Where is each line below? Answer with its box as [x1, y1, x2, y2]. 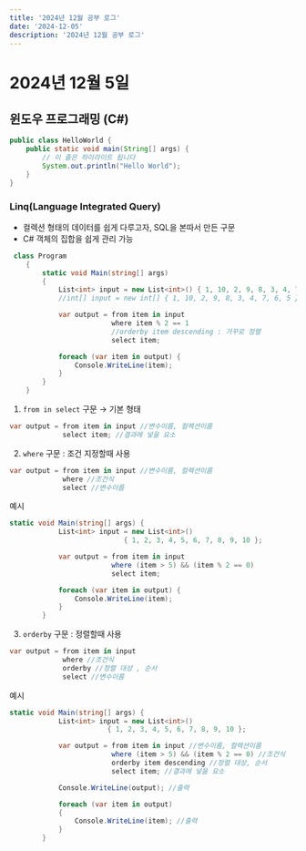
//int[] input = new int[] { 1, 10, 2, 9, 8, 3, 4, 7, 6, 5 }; [57, 293, 303, 303]
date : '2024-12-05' [9, 22, 84, 31]
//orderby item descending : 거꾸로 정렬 [110, 327, 261, 336]
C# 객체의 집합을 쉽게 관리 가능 [22, 233, 134, 244]
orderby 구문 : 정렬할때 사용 [22, 629, 122, 640]
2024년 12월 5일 [9, 72, 130, 93]
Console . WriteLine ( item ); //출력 [74, 816, 198, 825]
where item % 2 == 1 [110, 319, 189, 328]
